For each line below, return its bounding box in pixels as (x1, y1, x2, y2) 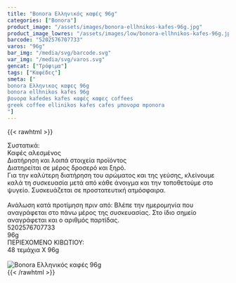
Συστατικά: (7, 141, 40, 150)
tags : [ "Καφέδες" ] (7, 69, 61, 76)
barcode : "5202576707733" (7, 37, 83, 44)
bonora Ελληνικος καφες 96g (7, 82, 90, 89)
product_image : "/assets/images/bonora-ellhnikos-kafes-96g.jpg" (7, 23, 202, 30)
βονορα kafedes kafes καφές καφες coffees (7, 96, 133, 103)
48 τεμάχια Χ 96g (7, 245, 60, 254)
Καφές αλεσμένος (7, 148, 62, 157)
